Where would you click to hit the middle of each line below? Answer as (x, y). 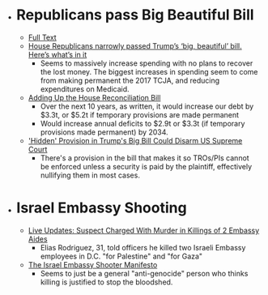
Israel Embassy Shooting (102, 208)
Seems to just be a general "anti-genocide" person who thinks (144, 273)
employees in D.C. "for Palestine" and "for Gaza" (121, 256)
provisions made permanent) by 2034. (104, 132)
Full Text (42, 37)
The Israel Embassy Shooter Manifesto (93, 264)
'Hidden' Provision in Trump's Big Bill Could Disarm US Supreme (135, 140)
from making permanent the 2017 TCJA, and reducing (130, 80)
